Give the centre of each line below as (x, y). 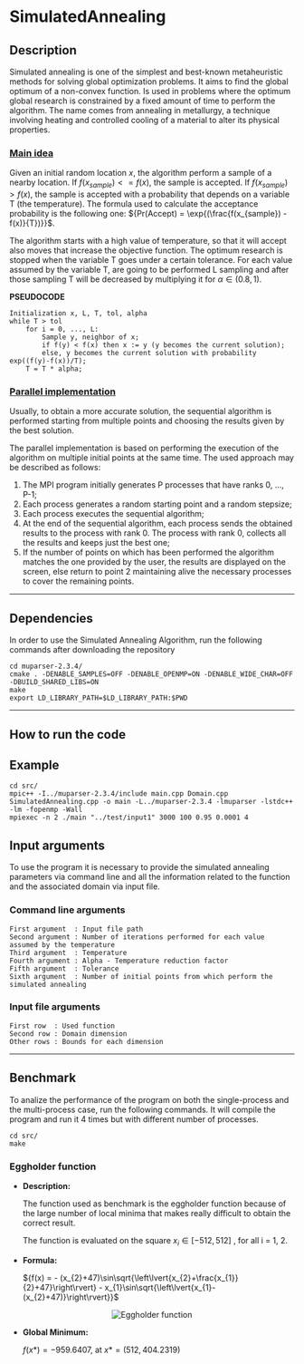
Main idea (32, 153)
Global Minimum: (55, 1332)
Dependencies (51, 618)
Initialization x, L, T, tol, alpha (78, 314)
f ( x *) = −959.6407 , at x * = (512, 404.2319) (101, 1349)
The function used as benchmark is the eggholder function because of (154, 1204)
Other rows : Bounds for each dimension (87, 1041)
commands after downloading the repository (92, 650)
